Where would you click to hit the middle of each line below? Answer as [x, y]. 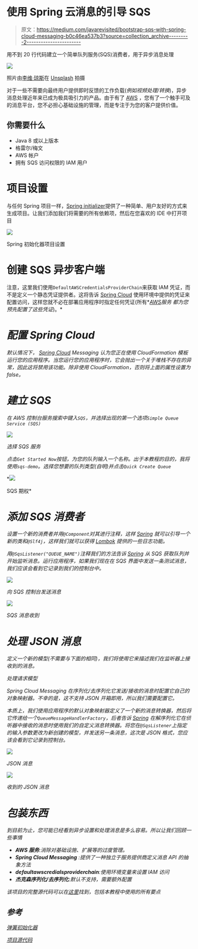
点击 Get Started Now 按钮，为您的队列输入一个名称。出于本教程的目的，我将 [98, 459]
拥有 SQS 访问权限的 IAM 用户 [51, 163]
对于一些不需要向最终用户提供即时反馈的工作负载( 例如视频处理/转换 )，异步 [97, 90]
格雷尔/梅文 [29, 148]
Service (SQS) [24, 424]
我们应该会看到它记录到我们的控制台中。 [55, 568]
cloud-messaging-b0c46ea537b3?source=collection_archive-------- [104, 36]
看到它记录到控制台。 [42, 740]
